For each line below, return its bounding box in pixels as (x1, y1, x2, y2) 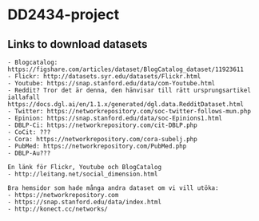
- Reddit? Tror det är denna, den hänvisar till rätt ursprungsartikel (7, 86, 251, 94)
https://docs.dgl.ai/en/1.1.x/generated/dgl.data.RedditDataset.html (7, 101, 245, 109)
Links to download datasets (7, 37, 148, 51)
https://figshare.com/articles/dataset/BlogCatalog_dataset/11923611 (7, 65, 245, 73)
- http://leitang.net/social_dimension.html (7, 170, 158, 178)
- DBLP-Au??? (7, 149, 51, 157)
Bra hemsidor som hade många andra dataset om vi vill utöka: (7, 184, 219, 192)
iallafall (7, 93, 41, 101)
